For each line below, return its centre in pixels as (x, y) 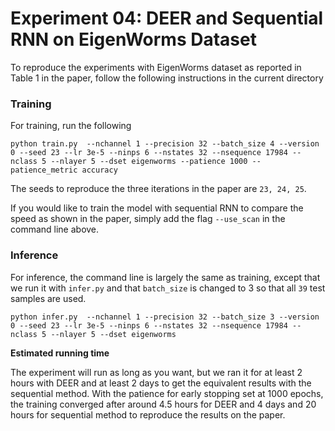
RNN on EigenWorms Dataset (133, 39)
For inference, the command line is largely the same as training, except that (165, 277)
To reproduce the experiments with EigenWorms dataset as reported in (156, 67)
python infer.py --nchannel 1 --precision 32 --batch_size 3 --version (165, 317)
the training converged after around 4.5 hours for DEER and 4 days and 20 (163, 404)
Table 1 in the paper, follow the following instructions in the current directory (167, 78)
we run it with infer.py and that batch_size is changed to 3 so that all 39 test (168, 288)
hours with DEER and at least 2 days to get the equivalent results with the (161, 383)
